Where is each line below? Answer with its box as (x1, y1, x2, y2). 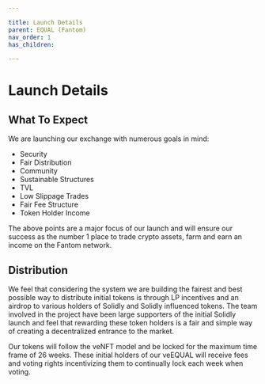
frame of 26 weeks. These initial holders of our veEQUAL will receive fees (8, 350, 248, 360)
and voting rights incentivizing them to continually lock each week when (8, 359, 244, 368)
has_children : (8, 40, 55, 48)
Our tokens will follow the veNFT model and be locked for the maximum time (8, 342, 258, 352)
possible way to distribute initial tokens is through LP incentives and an (8, 293, 240, 302)
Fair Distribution (19, 158, 72, 167)
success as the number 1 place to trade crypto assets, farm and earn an (8, 232, 243, 241)
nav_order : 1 (8, 33, 51, 41)
